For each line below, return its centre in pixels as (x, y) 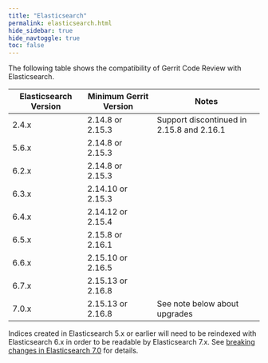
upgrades (175, 314)
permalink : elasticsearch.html (60, 23)
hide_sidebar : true (41, 30)
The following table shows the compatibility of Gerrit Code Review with (125, 68)
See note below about (198, 304)
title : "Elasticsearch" (48, 16)
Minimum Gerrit (118, 97)
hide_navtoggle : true (44, 38)
